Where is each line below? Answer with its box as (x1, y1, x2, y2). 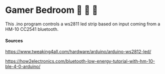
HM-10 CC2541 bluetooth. (5, 26, 59, 32)
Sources (5, 37, 23, 44)
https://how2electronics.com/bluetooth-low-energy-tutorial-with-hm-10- (5, 58, 155, 64)
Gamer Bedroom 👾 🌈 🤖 (5, 4, 98, 16)
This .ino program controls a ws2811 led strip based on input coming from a (5, 21, 160, 27)
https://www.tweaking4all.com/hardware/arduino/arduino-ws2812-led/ (5, 49, 151, 55)
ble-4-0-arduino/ (5, 64, 41, 70)
